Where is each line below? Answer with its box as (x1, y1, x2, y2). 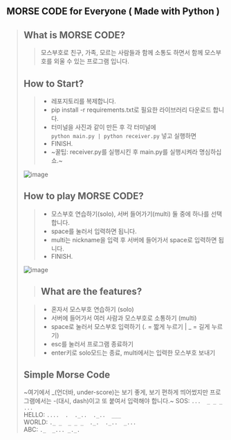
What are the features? (40, 286, 142, 298)
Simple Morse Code (23, 369, 111, 381)
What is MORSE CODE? (23, 29, 126, 41)
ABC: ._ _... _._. (23, 425, 80, 434)
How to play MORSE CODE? (23, 190, 145, 202)
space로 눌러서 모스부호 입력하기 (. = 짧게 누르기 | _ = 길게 (50, 322, 210, 330)
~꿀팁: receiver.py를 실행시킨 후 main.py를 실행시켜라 (50, 148, 198, 156)
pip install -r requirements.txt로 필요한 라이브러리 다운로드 (50, 105, 212, 114)
